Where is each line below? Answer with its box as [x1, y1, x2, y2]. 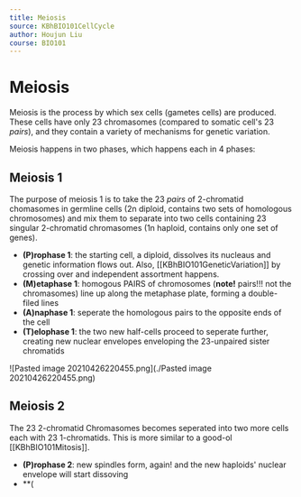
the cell [22, 317, 50, 327]
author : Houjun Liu [9, 30, 83, 39]
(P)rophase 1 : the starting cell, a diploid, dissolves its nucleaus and [22, 250, 271, 260]
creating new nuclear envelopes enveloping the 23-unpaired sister [22, 336, 270, 346]
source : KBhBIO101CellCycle [9, 22, 115, 31]
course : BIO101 [9, 38, 67, 48]
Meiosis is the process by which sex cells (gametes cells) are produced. [9, 107, 277, 118]
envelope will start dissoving [22, 468, 129, 479]
